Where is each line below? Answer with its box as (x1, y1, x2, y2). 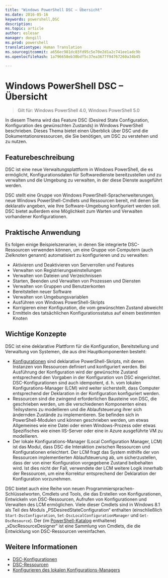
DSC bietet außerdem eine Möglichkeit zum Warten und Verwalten (5, 208, 143, 214)
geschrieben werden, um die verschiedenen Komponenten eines (12, 401, 147, 407)
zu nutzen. (5, 139, 28, 145)
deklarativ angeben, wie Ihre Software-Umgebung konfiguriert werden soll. (5, 203, 161, 209)
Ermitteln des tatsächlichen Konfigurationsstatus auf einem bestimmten (12, 310, 161, 316)
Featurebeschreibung (5, 153, 74, 161)
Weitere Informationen (5, 543, 78, 551)
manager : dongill (5, 36, 42, 41)
